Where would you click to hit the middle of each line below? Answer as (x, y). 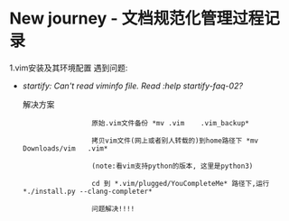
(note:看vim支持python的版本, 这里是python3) (172, 166)
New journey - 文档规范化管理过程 (137, 18)
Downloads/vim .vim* (65, 148)
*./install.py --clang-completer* (87, 191)
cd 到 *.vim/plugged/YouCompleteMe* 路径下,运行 (181, 183)
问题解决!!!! (113, 208)
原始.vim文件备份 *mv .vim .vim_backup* (171, 123)
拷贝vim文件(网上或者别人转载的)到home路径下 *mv (175, 141)
